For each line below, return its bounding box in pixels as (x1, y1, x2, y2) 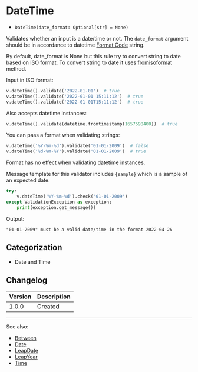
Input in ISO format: (6, 77, 54, 84)
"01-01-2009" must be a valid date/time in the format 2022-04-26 (6, 227, 173, 232)
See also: (6, 323, 29, 330)
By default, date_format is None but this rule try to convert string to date (6, 52, 181, 59)
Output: (6, 215, 25, 222)
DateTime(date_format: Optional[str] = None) (14, 25, 128, 31)
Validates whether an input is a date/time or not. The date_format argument (6, 35, 189, 42)
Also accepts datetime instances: (6, 109, 87, 117)
